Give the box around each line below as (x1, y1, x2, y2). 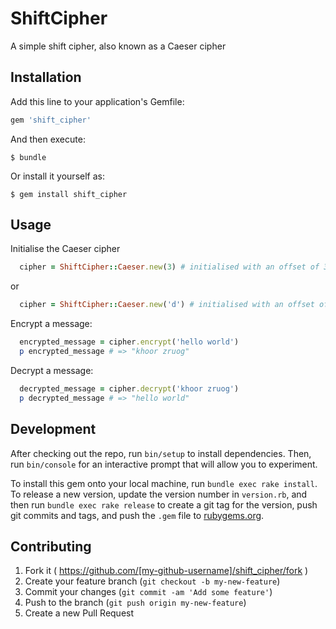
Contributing (10, 538, 92, 555)
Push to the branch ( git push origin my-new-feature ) (24, 597, 247, 609)
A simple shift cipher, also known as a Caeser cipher (10, 40, 227, 52)
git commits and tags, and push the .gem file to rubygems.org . (10, 509, 265, 521)
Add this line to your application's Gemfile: (10, 95, 185, 107)
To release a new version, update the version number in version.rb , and (10, 488, 308, 500)
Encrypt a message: (10, 318, 93, 330)
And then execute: (10, 133, 86, 145)
